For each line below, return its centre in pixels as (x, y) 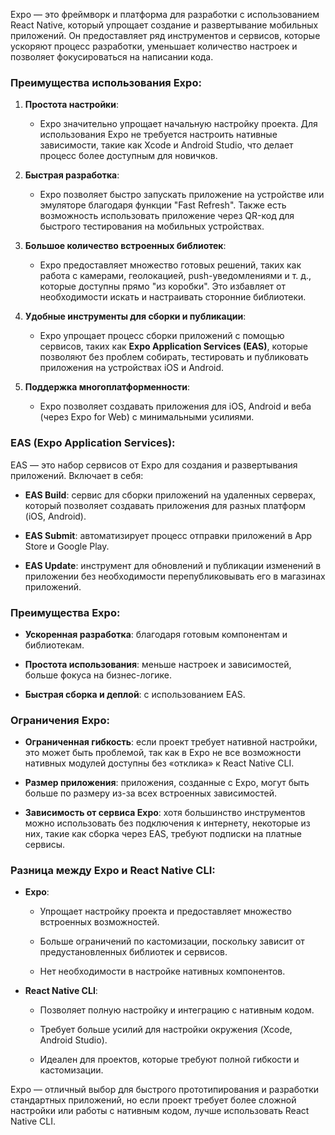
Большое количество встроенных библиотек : (125, 246)
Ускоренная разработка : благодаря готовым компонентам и (156, 634)
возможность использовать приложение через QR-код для (167, 216)
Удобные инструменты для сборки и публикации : (135, 316)
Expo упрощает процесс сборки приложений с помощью (162, 336)
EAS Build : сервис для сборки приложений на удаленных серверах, (170, 495)
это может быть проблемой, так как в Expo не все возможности (163, 753)
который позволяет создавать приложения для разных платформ (165, 505)
